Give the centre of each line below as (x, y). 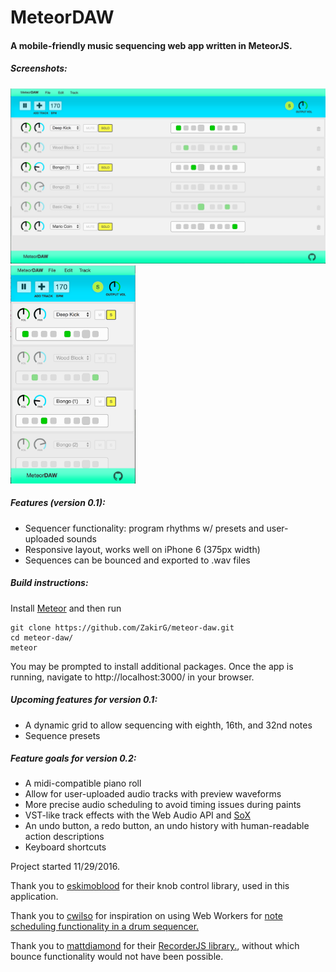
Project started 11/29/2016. (65, 867)
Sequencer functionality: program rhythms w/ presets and (144, 528)
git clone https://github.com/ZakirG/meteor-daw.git (122, 627)
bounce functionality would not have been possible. (117, 957)
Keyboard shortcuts (65, 847)
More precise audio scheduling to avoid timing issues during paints (163, 805)
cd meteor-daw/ (42, 637)
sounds (81, 538)
